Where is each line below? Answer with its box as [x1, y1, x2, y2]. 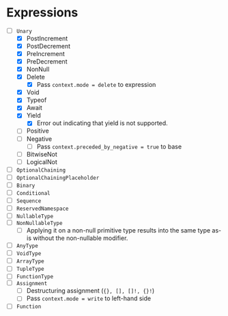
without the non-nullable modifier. [33, 234, 128, 242]
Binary [16, 182, 35, 189]
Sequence [16, 198, 42, 205]
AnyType [16, 243, 38, 250]
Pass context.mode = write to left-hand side [26, 294, 152, 302]
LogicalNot [26, 157, 57, 166]
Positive [26, 127, 49, 135]
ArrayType [16, 258, 45, 265]
